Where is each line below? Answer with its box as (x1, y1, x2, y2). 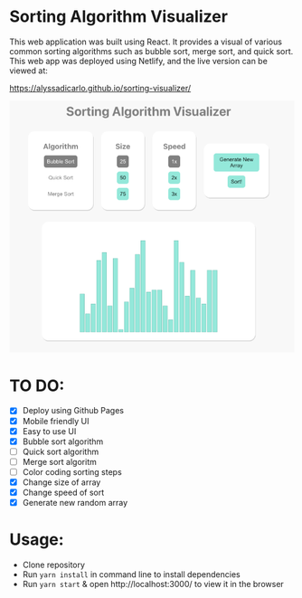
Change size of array (22, 477, 101, 488)
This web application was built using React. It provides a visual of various (9, 36, 283, 47)
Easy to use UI (22, 425, 77, 436)
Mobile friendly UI (22, 415, 90, 426)
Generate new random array (22, 498, 128, 508)
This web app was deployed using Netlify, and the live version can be (9, 55, 269, 66)
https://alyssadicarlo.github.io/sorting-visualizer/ (9, 82, 192, 93)
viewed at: (9, 65, 48, 76)
